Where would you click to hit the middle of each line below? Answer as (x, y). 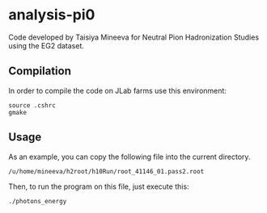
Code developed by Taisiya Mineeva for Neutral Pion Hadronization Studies (134, 37)
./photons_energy (38, 201)
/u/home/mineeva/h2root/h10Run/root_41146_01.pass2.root (106, 171)
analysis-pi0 (52, 15)
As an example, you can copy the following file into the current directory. (129, 157)
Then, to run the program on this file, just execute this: (99, 186)
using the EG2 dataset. (47, 45)
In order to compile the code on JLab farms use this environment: (117, 90)
